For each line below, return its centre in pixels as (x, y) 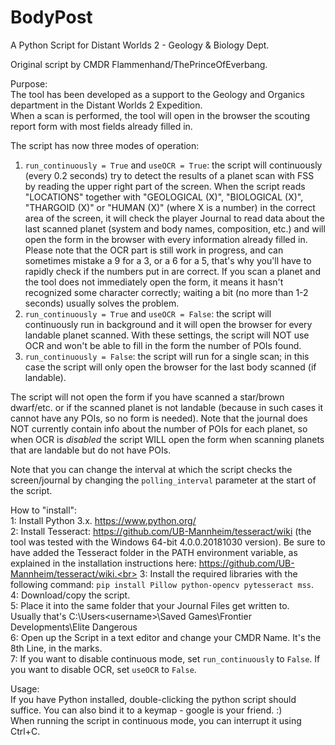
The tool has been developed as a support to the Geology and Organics (157, 94)
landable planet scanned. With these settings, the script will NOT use (167, 335)
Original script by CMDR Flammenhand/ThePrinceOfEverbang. (139, 64)
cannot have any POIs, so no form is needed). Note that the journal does (159, 418)
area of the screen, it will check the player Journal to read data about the (174, 218)
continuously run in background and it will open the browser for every (168, 324)
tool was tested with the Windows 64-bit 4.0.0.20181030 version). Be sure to (168, 542)
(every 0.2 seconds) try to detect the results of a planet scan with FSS (169, 175)
